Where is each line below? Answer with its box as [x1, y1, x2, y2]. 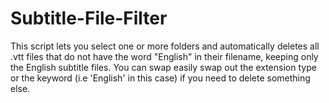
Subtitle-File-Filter [10, 7, 168, 30]
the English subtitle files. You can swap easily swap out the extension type [10, 61, 317, 73]
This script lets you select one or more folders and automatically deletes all [10, 40, 320, 52]
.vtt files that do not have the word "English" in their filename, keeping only [10, 50, 319, 62]
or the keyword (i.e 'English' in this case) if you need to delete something [10, 72, 311, 84]
